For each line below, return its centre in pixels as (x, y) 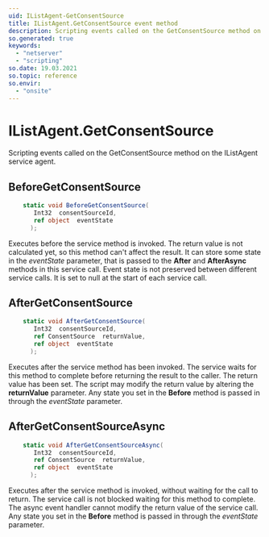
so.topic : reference (43, 76)
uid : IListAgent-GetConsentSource (66, 16)
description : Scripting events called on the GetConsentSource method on (135, 31)
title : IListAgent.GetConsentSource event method (93, 23)
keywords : (25, 46)
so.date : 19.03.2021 (43, 69)
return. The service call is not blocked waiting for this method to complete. (132, 499)
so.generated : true (41, 38)
